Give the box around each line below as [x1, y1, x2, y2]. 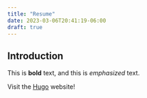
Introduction [7, 50, 64, 62]
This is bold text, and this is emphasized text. [7, 69, 140, 77]
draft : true [7, 23, 43, 31]
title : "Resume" [7, 10, 55, 18]
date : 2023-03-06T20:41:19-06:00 [7, 17, 107, 24]
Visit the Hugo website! [7, 82, 76, 91]
